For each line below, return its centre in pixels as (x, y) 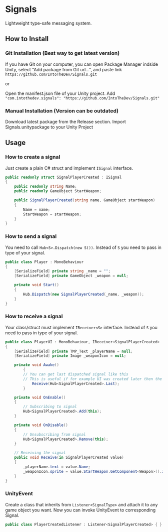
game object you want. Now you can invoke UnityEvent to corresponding (80, 510)
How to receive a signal (34, 316)
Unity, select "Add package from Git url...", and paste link (64, 69)
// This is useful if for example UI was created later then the (93, 379)
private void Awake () (36, 365)
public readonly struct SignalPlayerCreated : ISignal (63, 177)
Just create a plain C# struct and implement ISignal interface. (69, 168)
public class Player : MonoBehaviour (44, 262)
